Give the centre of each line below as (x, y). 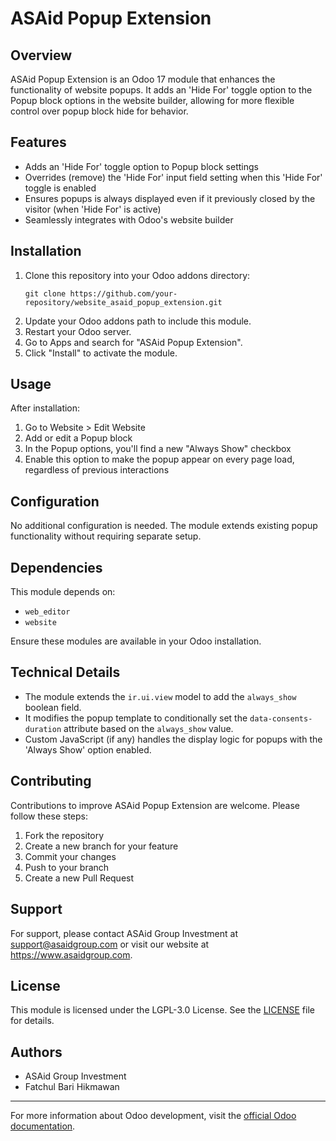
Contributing (51, 781)
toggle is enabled (60, 188)
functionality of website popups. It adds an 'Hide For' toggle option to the (161, 90)
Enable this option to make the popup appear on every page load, (159, 459)
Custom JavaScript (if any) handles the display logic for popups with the (173, 739)
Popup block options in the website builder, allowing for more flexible (152, 100)
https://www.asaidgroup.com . (71, 954)
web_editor (47, 612)
